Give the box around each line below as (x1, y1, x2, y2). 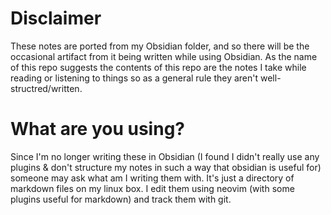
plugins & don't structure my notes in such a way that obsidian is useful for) (10, 161, 322, 173)
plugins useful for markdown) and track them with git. (10, 193, 232, 205)
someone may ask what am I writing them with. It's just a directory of (10, 172, 295, 184)
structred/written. (10, 82, 83, 94)
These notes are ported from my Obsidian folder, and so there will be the (10, 40, 310, 52)
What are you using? (10, 118, 185, 141)
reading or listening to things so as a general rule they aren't (10, 72, 259, 84)
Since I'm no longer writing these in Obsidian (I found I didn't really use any (10, 150, 320, 162)
